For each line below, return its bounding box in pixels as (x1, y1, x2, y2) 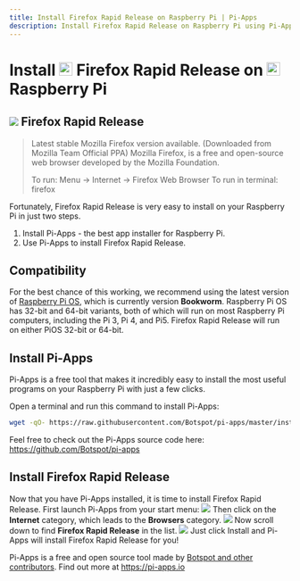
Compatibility (9, 262, 87, 278)
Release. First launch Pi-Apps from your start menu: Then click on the (9, 503, 277, 514)
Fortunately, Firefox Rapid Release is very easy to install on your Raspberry (9, 201, 286, 212)
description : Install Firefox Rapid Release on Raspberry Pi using (9, 21, 266, 30)
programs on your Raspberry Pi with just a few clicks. (9, 384, 205, 394)
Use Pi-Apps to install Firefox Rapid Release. (21, 237, 186, 248)
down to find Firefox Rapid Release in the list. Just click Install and (9, 525, 266, 535)
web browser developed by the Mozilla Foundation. (30, 157, 221, 168)
